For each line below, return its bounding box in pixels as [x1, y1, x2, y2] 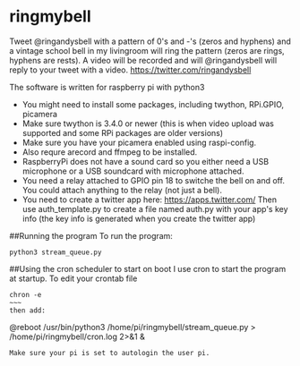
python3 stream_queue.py [9, 248, 102, 257]
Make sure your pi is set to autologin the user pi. [9, 348, 210, 357]
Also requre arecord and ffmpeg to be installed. [21, 146, 198, 157]
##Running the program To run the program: [9, 230, 173, 241]
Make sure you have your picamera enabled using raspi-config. [21, 137, 257, 148]
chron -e [9, 290, 42, 299]
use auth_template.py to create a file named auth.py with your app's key [21, 203, 288, 214]
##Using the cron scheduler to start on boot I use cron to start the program [9, 263, 287, 274]
